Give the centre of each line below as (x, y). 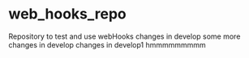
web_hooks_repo (68, 14)
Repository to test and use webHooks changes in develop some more (124, 36)
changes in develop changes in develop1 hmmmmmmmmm (107, 44)
